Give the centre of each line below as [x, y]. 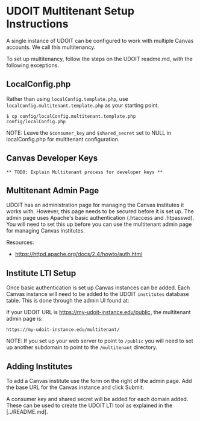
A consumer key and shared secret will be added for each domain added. [97, 399]
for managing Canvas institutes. [46, 231]
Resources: [20, 242]
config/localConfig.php [36, 121]
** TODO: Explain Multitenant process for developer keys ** [85, 172]
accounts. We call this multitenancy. [51, 47]
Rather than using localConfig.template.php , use [67, 98]
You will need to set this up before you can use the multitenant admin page [99, 224]
